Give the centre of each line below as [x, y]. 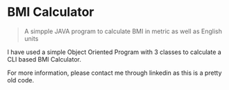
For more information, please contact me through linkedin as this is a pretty [114, 73]
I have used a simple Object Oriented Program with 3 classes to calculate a [114, 52]
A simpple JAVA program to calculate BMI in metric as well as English [123, 31]
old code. [21, 80]
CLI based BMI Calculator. [44, 59]
